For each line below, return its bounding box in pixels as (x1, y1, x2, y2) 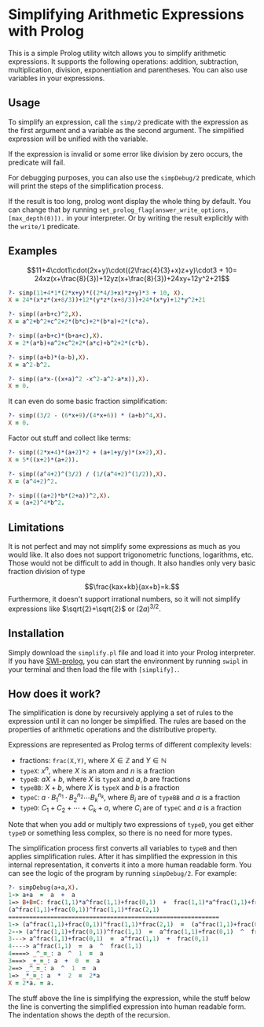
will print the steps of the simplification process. (8, 181, 163, 191)
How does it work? (8, 687, 101, 700)
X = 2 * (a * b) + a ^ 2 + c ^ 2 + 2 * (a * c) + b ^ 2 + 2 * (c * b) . (8, 339, 149, 347)
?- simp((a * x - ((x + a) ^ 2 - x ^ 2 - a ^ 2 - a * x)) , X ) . (8, 375, 149, 383)
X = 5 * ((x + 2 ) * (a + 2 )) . (8, 455, 79, 464)
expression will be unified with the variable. (8, 134, 148, 143)
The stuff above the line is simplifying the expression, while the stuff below (8, 993, 251, 1003)
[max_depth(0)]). (8, 214, 65, 222)
